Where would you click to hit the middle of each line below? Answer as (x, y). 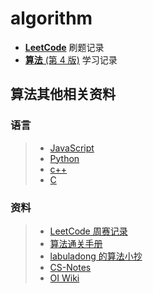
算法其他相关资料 (63, 94)
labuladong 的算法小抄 (96, 256)
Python (64, 158)
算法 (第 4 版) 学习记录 (71, 59)
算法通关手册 (76, 243)
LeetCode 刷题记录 (64, 47)
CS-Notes (70, 267)
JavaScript (72, 148)
